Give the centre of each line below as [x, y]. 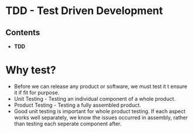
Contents [23, 33]
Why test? [31, 70]
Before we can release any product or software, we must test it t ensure [101, 86]
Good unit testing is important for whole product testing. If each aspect [100, 111]
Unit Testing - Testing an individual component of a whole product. [95, 98]
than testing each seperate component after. [68, 124]
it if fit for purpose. [37, 93]
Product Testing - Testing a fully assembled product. [77, 105]
